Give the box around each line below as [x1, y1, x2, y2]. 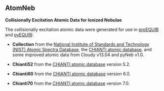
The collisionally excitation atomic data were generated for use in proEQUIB [5, 27, 159, 32]
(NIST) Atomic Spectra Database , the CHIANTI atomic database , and [12, 46, 152, 52]
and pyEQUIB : [5, 31, 34, 37]
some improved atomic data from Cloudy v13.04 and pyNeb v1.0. [12, 52, 144, 58]
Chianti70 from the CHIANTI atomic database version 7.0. [12, 80, 130, 86]
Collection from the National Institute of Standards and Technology [12, 41, 150, 47]
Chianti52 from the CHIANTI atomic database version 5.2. [12, 61, 131, 67]
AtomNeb [5, 4, 36, 12]
